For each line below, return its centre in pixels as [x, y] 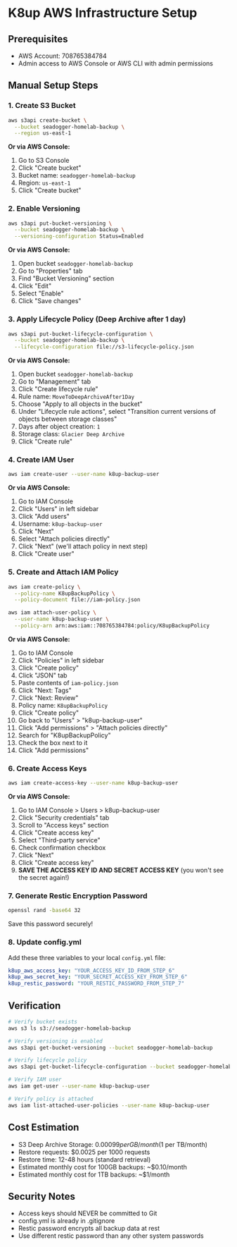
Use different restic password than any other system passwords [111, 1236]
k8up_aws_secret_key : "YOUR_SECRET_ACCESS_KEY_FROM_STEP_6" [98, 977]
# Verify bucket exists [43, 1021]
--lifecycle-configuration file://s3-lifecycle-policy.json [104, 347]
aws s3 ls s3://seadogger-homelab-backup [70, 1028]
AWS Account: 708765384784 [63, 56]
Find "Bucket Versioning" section [66, 278]
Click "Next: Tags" [45, 690]
